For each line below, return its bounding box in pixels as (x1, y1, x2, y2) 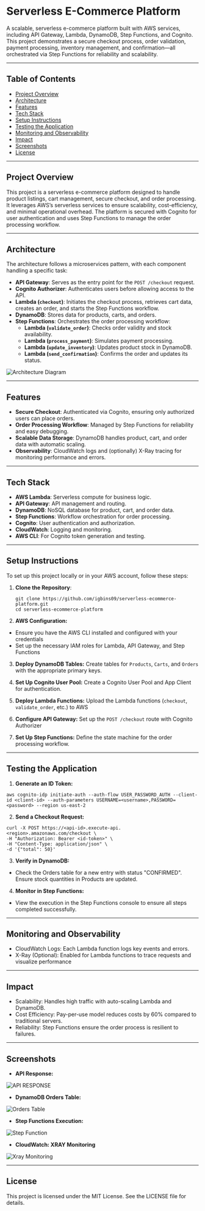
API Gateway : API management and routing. (15, 500, 127, 507)
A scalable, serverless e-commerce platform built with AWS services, (6, 24, 181, 32)
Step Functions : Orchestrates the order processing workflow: (15, 318, 171, 325)
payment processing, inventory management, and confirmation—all (6, 44, 176, 51)
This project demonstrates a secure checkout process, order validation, (6, 37, 186, 45)
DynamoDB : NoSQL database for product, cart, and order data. (15, 506, 175, 513)
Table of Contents (6, 74, 76, 84)
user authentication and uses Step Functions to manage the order (6, 214, 171, 221)
